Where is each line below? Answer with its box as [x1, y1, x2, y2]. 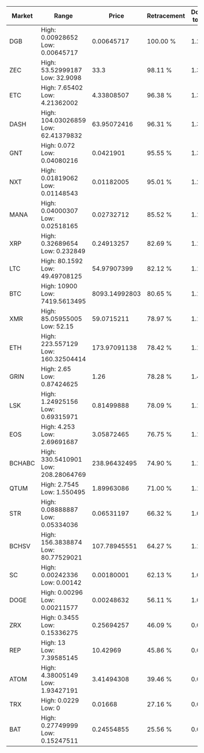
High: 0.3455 [41, 614, 80, 622]
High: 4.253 [41, 423, 75, 431]
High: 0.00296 [41, 588, 83, 597]
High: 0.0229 [41, 696, 80, 704]
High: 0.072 [41, 141, 75, 150]
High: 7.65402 [41, 83, 83, 92]
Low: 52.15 [41, 322, 74, 330]
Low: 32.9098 [41, 74, 82, 82]
